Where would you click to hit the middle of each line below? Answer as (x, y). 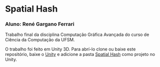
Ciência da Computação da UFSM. (40, 40)
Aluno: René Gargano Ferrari (40, 24)
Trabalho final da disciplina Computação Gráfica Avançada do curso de (77, 34)
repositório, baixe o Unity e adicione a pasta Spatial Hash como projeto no (80, 54)
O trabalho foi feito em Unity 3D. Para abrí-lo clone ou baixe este (70, 49)
